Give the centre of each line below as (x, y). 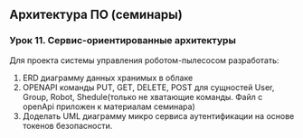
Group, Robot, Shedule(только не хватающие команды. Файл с (142, 97)
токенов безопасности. (67, 125)
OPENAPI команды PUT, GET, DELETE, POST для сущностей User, (148, 87)
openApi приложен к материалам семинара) (109, 106)
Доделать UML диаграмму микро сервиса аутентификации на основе (158, 115)
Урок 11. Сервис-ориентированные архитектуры (123, 41)
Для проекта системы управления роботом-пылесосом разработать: (144, 60)
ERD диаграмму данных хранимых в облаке (108, 78)
